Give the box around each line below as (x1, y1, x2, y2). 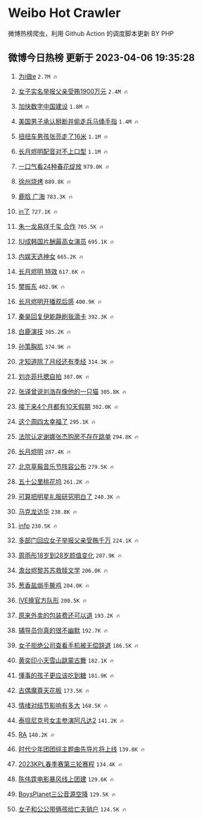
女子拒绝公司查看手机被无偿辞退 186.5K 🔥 (18, 641, 139, 649)
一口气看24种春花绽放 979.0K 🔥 (18, 162, 110, 170)
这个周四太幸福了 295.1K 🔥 (18, 417, 96, 425)
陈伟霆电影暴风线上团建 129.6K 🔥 (18, 775, 115, 783)
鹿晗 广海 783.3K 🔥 (18, 192, 73, 201)
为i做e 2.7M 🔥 (18, 72, 58, 81)
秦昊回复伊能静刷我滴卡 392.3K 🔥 (18, 312, 115, 321)
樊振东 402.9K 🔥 (18, 282, 65, 290)
